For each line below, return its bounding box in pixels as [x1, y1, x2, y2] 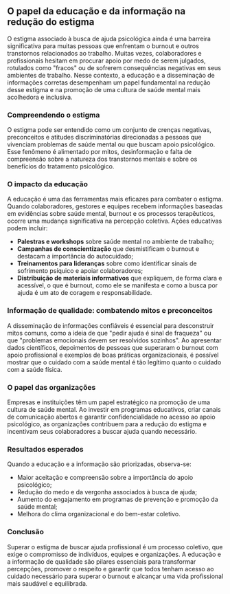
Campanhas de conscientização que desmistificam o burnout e [16, 245, 200, 253]
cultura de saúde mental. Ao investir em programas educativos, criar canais [7, 406, 221, 413]
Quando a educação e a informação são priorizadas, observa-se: [7, 460, 192, 468]
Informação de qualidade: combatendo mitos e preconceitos [7, 306, 213, 316]
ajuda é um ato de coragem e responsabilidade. [16, 289, 152, 297]
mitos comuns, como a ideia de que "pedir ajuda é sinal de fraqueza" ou [7, 329, 211, 337]
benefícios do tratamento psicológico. [7, 162, 115, 170]
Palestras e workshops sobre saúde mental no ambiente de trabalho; [16, 237, 214, 246]
